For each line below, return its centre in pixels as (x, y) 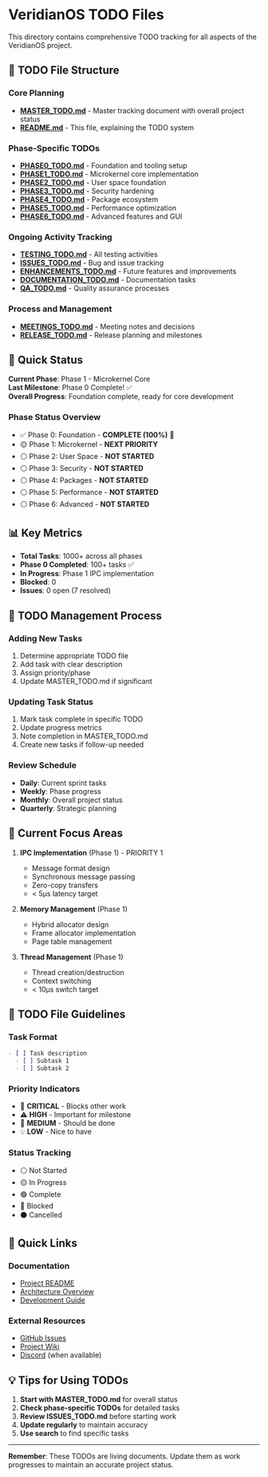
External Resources (47, 1321)
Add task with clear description (71, 665)
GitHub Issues (43, 1338)
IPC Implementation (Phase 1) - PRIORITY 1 (91, 852)
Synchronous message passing (83, 876)
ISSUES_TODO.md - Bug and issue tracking (92, 263)
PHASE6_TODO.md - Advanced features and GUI (101, 216)
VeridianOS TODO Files (87, 15)
